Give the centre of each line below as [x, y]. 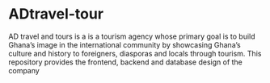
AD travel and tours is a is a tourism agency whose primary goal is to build [132, 36]
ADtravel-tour [56, 14]
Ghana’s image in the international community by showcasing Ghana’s [124, 44]
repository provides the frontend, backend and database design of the [125, 62]
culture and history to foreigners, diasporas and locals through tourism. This [135, 53]
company [24, 70]
